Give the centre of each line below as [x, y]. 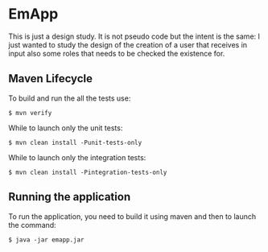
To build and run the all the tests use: [70, 98]
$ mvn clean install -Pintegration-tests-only [88, 172]
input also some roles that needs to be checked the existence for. [117, 53]
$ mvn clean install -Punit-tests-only [75, 143]
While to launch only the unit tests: [66, 128]
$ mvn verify [30, 113]
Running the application [70, 197]
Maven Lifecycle [50, 78]
